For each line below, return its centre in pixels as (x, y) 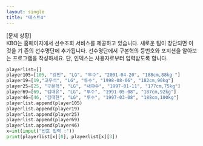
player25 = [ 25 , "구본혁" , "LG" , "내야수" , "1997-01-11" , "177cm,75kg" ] (93, 86)
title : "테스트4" (26, 17)
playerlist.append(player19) (43, 109)
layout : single (25, 12)
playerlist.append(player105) (45, 103)
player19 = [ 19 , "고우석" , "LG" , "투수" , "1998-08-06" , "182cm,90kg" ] (90, 81)
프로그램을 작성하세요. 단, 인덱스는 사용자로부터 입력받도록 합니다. (90, 58)
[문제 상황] (19, 35)
